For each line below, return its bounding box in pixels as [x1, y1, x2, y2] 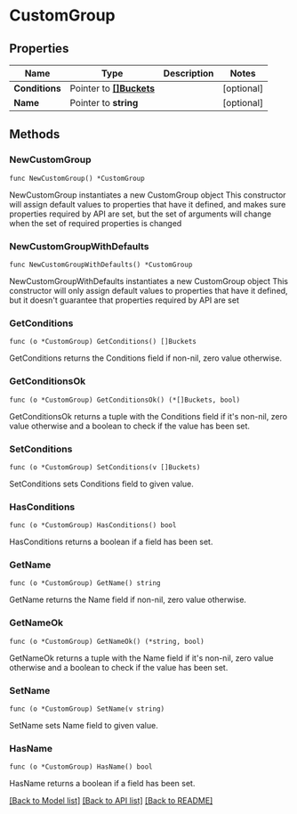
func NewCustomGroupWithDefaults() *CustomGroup [9, 260, 193, 269]
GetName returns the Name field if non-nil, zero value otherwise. [9, 594, 247, 606]
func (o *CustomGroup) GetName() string [9, 579, 162, 588]
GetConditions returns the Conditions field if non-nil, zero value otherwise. [9, 353, 283, 363]
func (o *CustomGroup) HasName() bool [9, 762, 153, 771]
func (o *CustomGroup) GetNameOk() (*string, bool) [9, 637, 205, 646]
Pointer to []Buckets [69, 82, 156, 94]
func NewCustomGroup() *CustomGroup [9, 174, 145, 183]
